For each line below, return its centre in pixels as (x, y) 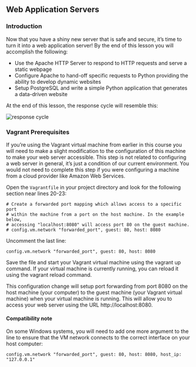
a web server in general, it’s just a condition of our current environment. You (98, 163)
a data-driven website (41, 94)
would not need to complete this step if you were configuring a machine (93, 169)
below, (14, 219)
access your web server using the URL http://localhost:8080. (80, 305)
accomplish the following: (37, 52)
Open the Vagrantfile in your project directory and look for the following (94, 187)
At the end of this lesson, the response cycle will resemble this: (82, 106)
